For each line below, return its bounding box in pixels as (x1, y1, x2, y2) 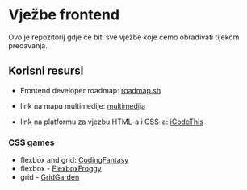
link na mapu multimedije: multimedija (19, 101, 146, 110)
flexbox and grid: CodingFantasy (19, 155, 129, 165)
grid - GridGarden (19, 172, 80, 182)
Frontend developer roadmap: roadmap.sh (19, 85, 161, 95)
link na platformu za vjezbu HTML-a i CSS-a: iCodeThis (19, 117, 204, 126)
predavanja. (8, 40, 48, 50)
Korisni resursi (8, 64, 84, 78)
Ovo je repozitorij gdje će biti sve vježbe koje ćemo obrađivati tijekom (8, 32, 240, 42)
